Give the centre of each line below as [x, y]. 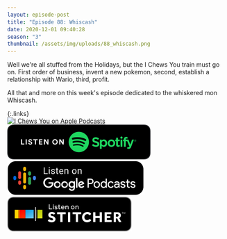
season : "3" [24, 37]
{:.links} [18, 114]
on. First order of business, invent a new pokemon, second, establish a [108, 72]
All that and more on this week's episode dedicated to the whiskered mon [112, 93]
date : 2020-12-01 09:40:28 [46, 29]
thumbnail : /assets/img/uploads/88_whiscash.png [79, 44]
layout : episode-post [39, 15]
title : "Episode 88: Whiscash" [52, 22]
